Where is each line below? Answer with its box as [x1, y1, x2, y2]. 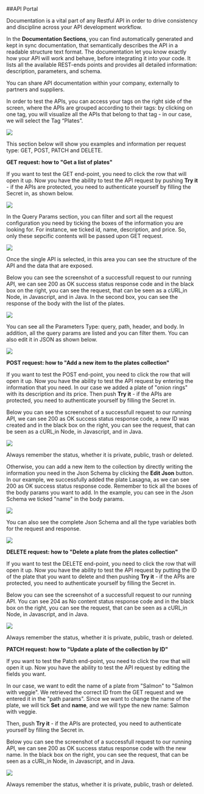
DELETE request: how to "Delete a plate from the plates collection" [6, 548, 178, 555]
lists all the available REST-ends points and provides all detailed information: [6, 61, 198, 68]
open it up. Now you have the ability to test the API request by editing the [6, 664, 190, 671]
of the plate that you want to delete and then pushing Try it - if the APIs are [6, 573, 195, 580]
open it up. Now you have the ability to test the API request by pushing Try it [6, 177, 198, 184]
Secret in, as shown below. [6, 190, 74, 197]
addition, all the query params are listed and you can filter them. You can [6, 329, 189, 337]
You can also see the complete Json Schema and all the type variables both [6, 519, 197, 525]
